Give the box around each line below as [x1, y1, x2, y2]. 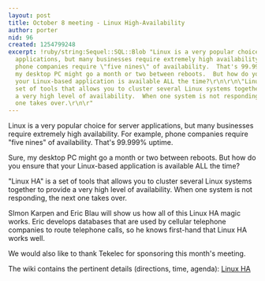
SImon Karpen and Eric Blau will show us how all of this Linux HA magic [8, 209, 241, 218]
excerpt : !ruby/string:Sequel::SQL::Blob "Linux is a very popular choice [8, 48, 259, 56]
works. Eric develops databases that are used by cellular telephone [8, 217, 226, 227]
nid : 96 [8, 33, 34, 42]
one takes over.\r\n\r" [15, 99, 93, 107]
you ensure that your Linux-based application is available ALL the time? [8, 161, 241, 171]
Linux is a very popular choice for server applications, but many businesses [8, 121, 254, 131]
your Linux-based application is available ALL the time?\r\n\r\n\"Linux [15, 77, 263, 85]
